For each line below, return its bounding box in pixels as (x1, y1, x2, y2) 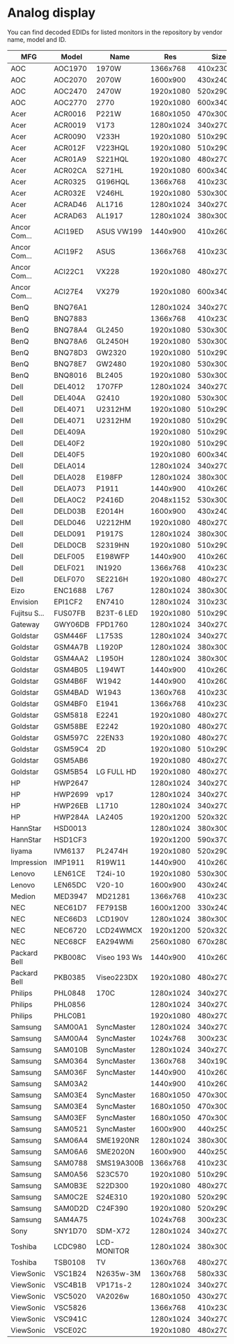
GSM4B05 (54, 664, 88, 674)
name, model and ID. (7, 35, 67, 43)
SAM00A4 (54, 1033, 88, 1043)
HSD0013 (54, 823, 87, 833)
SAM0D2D (54, 1203, 89, 1213)
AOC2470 (54, 86, 87, 96)
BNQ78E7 (54, 359, 87, 369)
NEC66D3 (54, 914, 88, 924)
